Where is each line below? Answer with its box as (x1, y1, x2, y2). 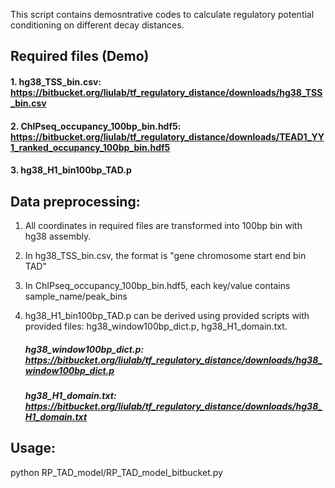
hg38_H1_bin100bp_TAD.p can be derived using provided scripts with (24, 309, 310, 321)
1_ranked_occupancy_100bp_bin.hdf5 (10, 141, 171, 153)
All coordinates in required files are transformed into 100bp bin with (24, 219, 303, 231)
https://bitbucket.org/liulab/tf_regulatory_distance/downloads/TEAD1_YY (10, 130, 325, 143)
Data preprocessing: (10, 193, 141, 210)
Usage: (10, 440, 57, 457)
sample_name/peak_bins (24, 290, 128, 302)
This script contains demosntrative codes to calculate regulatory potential (10, 9, 315, 20)
